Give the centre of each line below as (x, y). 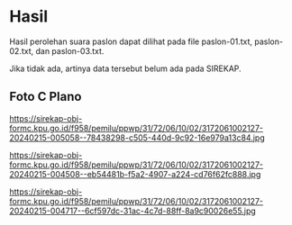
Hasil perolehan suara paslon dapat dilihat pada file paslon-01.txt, (131, 41)
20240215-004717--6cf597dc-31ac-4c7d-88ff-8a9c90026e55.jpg (133, 211)
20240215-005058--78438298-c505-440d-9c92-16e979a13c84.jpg (137, 138)
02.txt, (22, 50)
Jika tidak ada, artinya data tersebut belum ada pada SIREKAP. (125, 68)
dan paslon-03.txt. (70, 50)
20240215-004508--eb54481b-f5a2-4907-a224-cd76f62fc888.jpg (135, 174)
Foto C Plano (46, 97)
